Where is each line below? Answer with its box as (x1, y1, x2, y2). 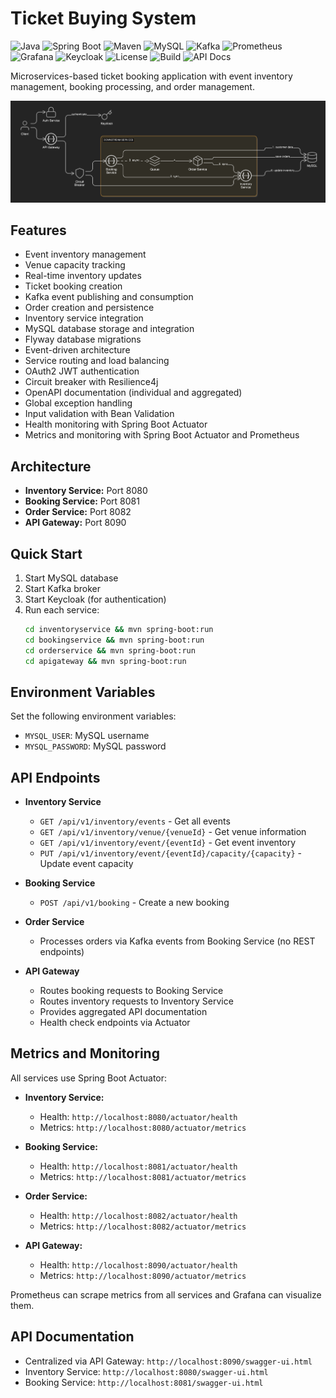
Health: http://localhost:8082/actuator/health (39, 1209, 238, 1221)
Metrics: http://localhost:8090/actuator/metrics (39, 1269, 247, 1281)
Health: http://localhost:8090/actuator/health (39, 1258, 238, 1271)
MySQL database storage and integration (24, 323, 195, 335)
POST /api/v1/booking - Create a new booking (39, 897, 230, 909)
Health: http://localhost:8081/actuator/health (39, 1160, 238, 1172)
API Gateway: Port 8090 (24, 517, 127, 529)
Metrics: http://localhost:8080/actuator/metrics (39, 1121, 247, 1133)
